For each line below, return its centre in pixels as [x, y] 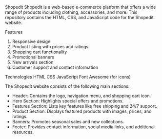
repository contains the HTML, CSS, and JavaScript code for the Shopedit [79, 17]
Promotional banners [33, 57]
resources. [23, 132]
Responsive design [31, 41]
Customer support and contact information [55, 67]
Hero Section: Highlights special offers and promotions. [68, 101]
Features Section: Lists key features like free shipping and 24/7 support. [84, 106]
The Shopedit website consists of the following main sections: [67, 86]
